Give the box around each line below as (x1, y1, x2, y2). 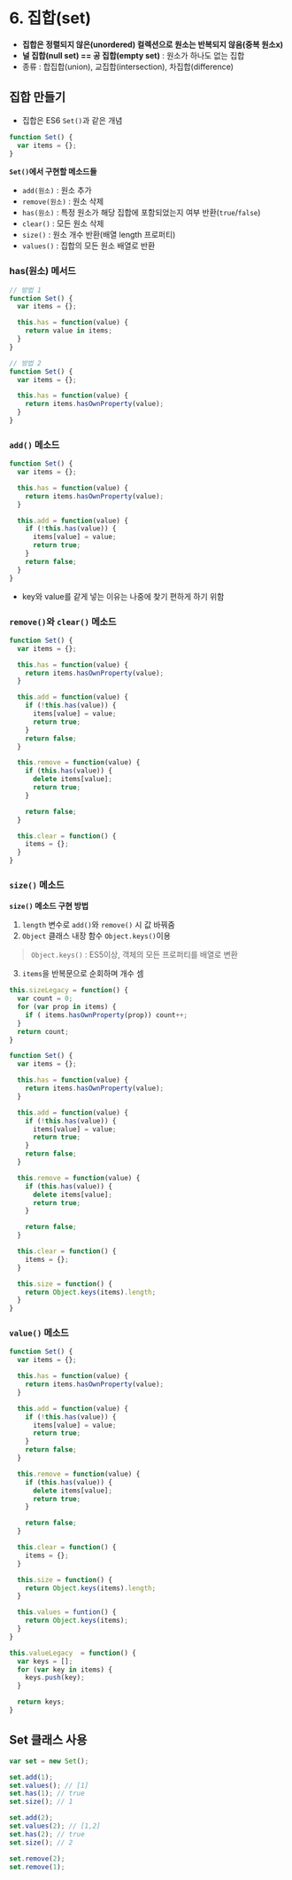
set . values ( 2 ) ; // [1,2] (9, 1821, 101, 1831)
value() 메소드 (9, 1327, 69, 1339)
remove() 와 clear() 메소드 (9, 615, 117, 628)
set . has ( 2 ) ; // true (9, 1829, 86, 1838)
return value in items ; (25, 326, 113, 335)
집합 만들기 (9, 90, 66, 105)
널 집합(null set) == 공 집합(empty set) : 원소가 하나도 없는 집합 (21, 50, 245, 60)
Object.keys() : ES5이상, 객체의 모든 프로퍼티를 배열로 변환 (30, 950, 239, 960)
